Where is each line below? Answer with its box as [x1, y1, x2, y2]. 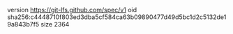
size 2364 [40, 20, 70, 28]
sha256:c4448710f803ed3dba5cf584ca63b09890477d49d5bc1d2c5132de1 [7, 13, 227, 21]
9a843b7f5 [7, 20, 40, 28]
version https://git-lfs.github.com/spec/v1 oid [7, 6, 137, 14]
